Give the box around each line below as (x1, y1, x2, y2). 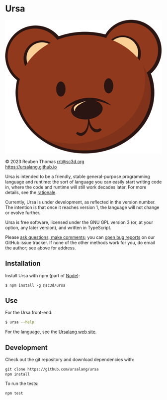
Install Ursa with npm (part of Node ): (5, 272, 81, 278)
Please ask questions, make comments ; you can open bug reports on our (5, 234, 155, 240)
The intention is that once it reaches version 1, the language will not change (5, 204, 160, 210)
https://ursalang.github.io (5, 164, 57, 170)
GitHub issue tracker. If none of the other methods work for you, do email (5, 239, 155, 245)
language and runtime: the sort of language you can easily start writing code (5, 179, 162, 185)
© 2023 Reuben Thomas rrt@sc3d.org (5, 158, 84, 165)
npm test (5, 391, 23, 396)
